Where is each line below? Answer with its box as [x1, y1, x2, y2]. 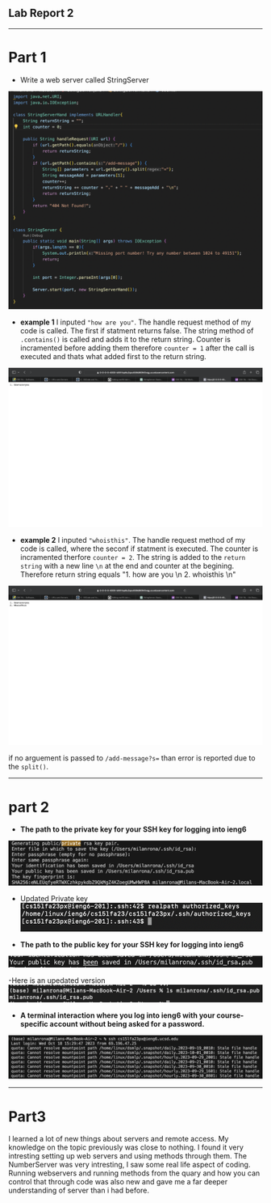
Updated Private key [19, 893, 89, 903]
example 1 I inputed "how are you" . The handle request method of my [19, 317, 252, 327]
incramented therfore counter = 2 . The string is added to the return [19, 553, 246, 562]
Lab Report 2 [8, 6, 74, 20]
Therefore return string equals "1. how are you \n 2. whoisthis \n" [19, 570, 236, 579]
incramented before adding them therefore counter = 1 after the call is [19, 343, 255, 353]
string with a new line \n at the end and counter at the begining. [19, 561, 235, 571]
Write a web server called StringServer [19, 74, 149, 84]
